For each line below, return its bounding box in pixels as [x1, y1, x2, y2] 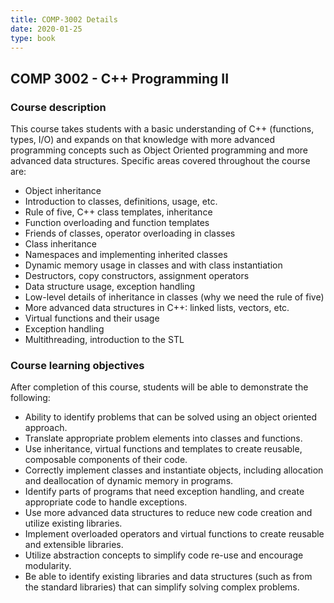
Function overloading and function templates [24, 217, 210, 229]
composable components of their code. [24, 454, 188, 466]
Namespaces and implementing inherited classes [24, 249, 228, 261]
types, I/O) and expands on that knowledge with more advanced [10, 134, 276, 146]
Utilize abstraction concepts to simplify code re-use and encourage [24, 549, 304, 561]
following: [10, 392, 51, 404]
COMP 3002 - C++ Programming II [10, 70, 230, 87]
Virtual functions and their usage [24, 312, 160, 325]
